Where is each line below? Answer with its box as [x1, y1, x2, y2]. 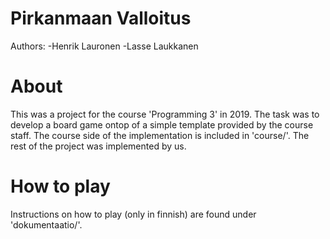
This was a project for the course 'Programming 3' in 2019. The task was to [10, 108, 320, 120]
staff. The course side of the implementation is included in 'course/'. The [10, 129, 310, 141]
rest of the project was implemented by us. [10, 140, 187, 152]
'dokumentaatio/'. [10, 218, 83, 231]
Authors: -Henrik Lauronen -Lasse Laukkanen [10, 40, 199, 52]
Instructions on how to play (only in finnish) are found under [10, 208, 257, 220]
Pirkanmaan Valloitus [10, 7, 192, 30]
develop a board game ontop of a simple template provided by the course [10, 118, 314, 131]
